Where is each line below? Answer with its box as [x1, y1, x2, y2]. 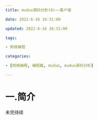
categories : [5, 54, 31, 59]
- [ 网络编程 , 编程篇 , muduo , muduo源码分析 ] [5, 63, 94, 68]
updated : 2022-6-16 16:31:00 [5, 26, 68, 31]
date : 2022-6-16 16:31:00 [5, 16, 61, 22]
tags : [5, 35, 17, 41]
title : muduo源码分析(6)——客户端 [5, 7, 71, 13]
